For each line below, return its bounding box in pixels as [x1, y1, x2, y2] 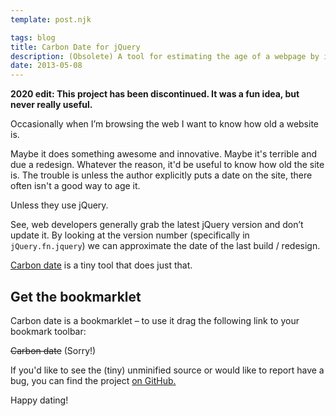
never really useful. [10, 99, 93, 111]
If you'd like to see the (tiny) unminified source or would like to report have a [10, 364, 325, 376]
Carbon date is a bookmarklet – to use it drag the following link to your [10, 314, 300, 326]
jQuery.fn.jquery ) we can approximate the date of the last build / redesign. [10, 240, 321, 252]
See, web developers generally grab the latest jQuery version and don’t [10, 219, 304, 231]
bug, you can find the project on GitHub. [10, 374, 177, 386]
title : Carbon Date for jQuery [10, 42, 141, 52]
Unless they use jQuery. [10, 199, 109, 211]
